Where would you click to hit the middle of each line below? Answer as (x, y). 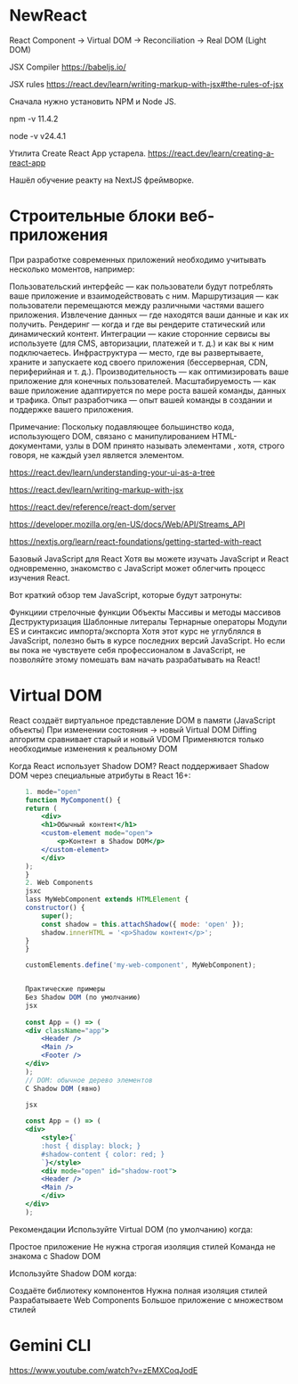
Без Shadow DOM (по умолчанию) (83, 998)
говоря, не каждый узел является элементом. (97, 455)
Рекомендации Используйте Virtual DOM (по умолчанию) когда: (131, 1229)
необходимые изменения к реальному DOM (93, 749)
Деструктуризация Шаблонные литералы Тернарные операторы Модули (148, 621)
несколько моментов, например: (72, 269)
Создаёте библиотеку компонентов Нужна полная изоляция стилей (138, 1290)
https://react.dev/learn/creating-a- (211, 153)
